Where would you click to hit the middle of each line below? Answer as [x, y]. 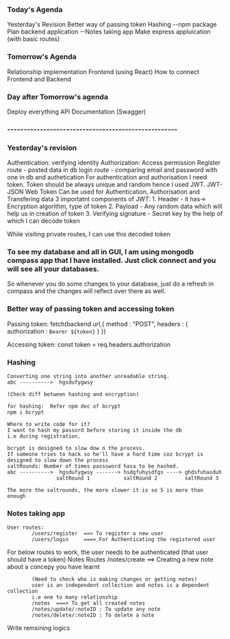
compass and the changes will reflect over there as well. [87, 291]
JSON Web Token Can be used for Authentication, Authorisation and [104, 192]
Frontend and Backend [39, 79]
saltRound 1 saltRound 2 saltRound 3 [137, 478]
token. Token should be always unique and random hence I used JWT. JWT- [115, 185]
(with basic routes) [34, 39]
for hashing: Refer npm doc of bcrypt [64, 406]
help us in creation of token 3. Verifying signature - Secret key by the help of [115, 214]
